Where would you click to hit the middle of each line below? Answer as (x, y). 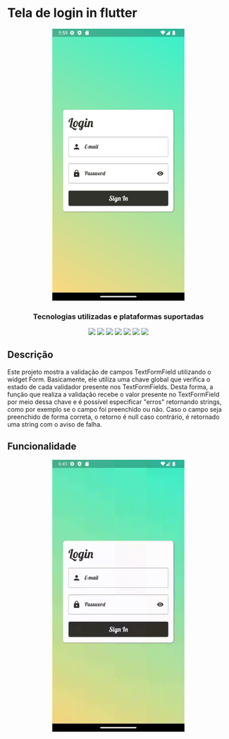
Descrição (30, 355)
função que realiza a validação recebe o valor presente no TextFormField (113, 394)
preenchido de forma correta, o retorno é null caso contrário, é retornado (113, 417)
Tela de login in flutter (72, 13)
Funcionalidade (42, 447)
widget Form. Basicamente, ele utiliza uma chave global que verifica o (109, 379)
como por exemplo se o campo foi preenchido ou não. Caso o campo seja (114, 409)
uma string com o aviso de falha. (55, 424)
